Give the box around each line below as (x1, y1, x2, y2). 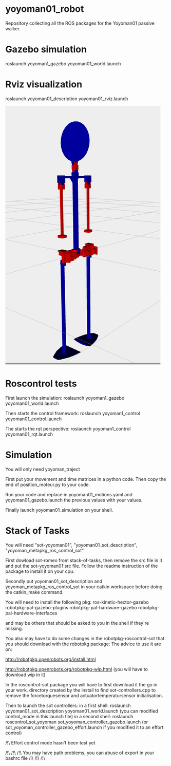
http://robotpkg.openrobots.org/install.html (5, 656, 96, 662)
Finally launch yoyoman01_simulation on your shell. (5, 507, 113, 513)
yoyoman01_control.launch (5, 416, 62, 422)
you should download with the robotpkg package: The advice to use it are (5, 641, 161, 647)
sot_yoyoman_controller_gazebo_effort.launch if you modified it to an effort (5, 724, 164, 730)
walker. (5, 25, 21, 31)
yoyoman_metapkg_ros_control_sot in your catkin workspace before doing (5, 584, 163, 590)
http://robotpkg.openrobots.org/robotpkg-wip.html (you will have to (5, 666, 148, 672)
